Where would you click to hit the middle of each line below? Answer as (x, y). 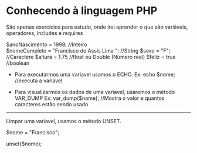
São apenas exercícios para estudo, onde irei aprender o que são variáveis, (97, 27)
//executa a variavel (38, 81)
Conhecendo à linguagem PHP (82, 11)
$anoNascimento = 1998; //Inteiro (47, 44)
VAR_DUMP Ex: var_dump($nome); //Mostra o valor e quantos (89, 98)
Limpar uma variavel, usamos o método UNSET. (64, 121)
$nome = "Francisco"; (33, 132)
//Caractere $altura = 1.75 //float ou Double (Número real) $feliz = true (91, 57)
